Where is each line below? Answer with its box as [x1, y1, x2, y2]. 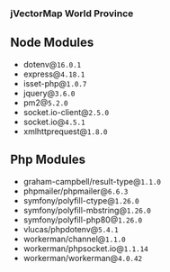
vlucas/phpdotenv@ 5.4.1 [22, 223, 120, 234]
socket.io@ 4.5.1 [22, 116, 85, 127]
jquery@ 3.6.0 [22, 87, 76, 98]
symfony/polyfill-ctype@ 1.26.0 [22, 195, 139, 205]
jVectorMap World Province [10, 7, 134, 20]
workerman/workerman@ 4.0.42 [22, 252, 143, 263]
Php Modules [10, 152, 86, 168]
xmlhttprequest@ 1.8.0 [22, 125, 108, 137]
